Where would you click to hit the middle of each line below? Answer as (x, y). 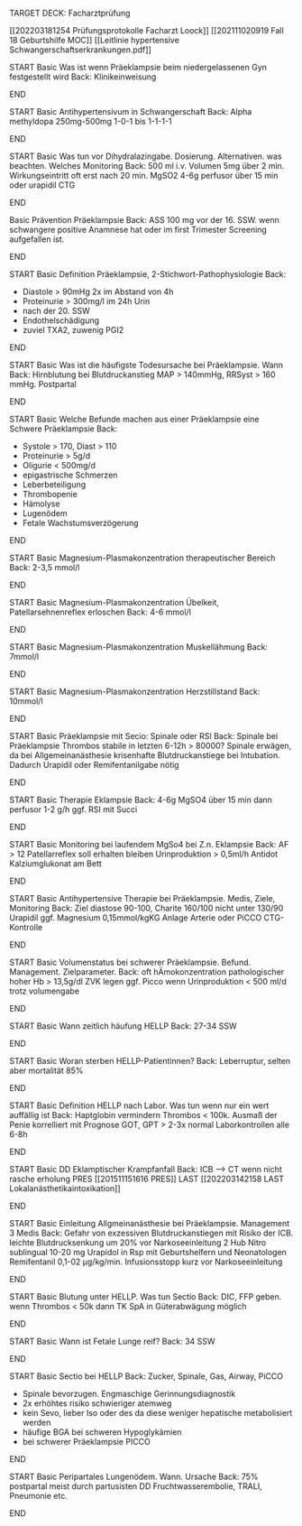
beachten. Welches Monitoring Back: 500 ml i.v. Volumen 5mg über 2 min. (147, 166)
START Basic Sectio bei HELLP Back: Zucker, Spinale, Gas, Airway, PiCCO (146, 1376)
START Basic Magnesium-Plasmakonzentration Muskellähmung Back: (139, 647)
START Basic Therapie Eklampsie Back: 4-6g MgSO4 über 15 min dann (141, 800)
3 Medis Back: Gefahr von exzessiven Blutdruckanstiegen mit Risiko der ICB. (151, 1233)
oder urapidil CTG (42, 185)
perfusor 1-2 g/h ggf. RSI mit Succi (73, 809)
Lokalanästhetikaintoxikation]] (65, 1188)
